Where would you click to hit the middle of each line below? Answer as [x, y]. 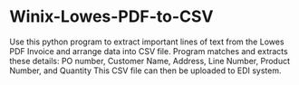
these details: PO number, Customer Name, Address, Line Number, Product [149, 61]
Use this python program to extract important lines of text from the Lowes [147, 42]
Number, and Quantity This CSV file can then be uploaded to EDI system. [146, 71]
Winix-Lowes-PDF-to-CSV [111, 17]
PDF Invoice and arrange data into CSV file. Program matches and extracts [149, 51]
